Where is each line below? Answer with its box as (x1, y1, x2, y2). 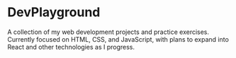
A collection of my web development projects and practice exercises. (7, 28, 210, 36)
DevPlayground (7, 4, 101, 21)
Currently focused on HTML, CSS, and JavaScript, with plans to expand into (7, 35, 229, 43)
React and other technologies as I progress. (7, 42, 135, 51)
